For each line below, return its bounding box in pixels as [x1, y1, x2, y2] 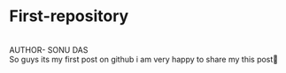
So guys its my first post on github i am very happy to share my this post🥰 [9, 54, 279, 64]
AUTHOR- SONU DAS [9, 44, 89, 55]
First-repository [9, 6, 129, 26]
